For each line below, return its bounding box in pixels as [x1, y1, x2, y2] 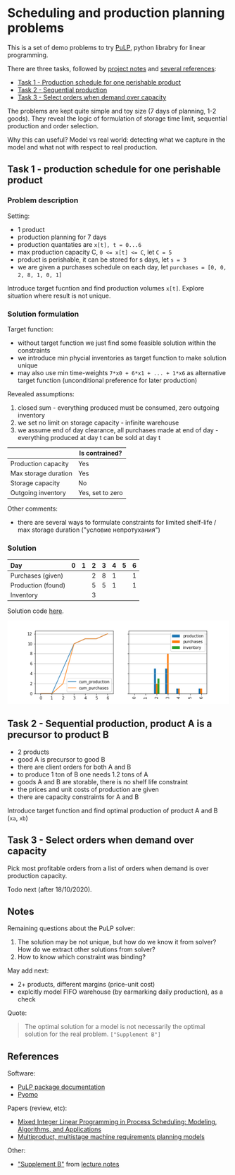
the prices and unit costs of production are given [17, 785, 160, 793]
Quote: [7, 1009, 27, 1017]
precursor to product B [7, 729, 109, 741]
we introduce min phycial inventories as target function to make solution [17, 353, 227, 362]
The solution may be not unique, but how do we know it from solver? [17, 938, 217, 946]
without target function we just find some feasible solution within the [17, 339, 217, 347]
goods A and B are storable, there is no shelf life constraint [17, 777, 189, 786]
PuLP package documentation [17, 1083, 106, 1091]
